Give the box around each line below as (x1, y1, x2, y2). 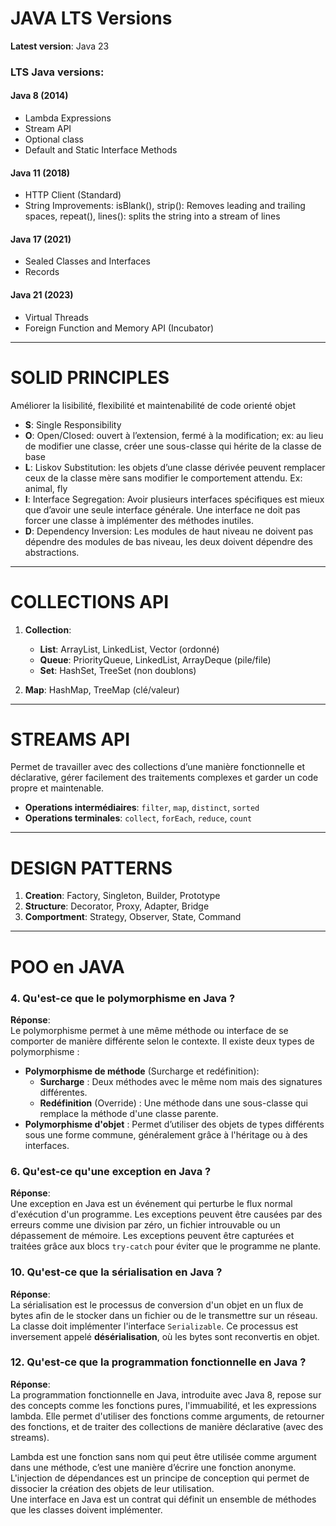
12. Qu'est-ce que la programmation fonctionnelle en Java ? (10, 1355, 307, 1369)
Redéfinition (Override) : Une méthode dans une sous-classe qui (39, 1097, 308, 1109)
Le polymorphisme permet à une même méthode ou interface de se (10, 1024, 289, 1036)
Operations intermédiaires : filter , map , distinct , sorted (24, 802, 260, 814)
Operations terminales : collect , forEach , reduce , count (24, 812, 253, 824)
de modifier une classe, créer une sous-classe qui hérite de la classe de (24, 440, 322, 452)
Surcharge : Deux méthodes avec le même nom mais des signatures (39, 1075, 323, 1087)
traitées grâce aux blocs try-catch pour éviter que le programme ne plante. (10, 1240, 322, 1252)
